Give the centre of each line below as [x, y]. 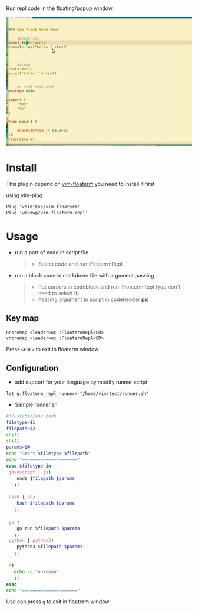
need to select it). [60, 293]
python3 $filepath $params [50, 547]
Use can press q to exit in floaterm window [58, 602]
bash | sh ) [22, 497]
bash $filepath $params [46, 504]
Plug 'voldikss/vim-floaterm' [43, 207]
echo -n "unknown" [37, 571]
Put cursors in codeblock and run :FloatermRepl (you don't [109, 287]
